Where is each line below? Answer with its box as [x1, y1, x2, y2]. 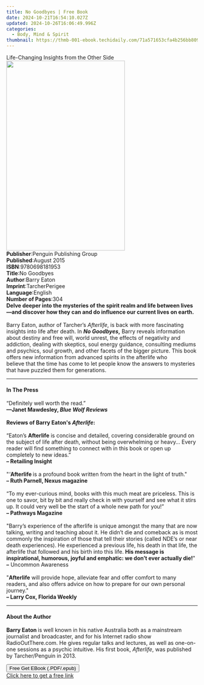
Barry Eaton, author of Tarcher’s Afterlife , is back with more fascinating [6, 322, 184, 328]
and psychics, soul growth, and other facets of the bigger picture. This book [6, 347, 197, 354]
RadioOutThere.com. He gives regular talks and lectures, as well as [6, 639, 174, 647]
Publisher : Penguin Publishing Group [6, 250, 98, 257]
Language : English [6, 289, 52, 296]
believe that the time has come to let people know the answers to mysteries [6, 360, 195, 367]
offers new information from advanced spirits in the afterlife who [6, 354, 168, 360]
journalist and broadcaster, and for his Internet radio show [6, 633, 152, 640]
